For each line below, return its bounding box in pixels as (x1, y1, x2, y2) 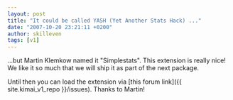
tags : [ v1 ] (7, 37, 40, 44)
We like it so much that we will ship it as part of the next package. (7, 64, 200, 72)
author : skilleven (7, 30, 62, 38)
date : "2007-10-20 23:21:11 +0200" (7, 23, 113, 30)
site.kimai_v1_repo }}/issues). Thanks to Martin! (7, 85, 146, 94)
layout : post (7, 10, 46, 18)
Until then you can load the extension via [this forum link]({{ (7, 77, 183, 86)
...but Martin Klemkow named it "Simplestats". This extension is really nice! (7, 56, 226, 65)
